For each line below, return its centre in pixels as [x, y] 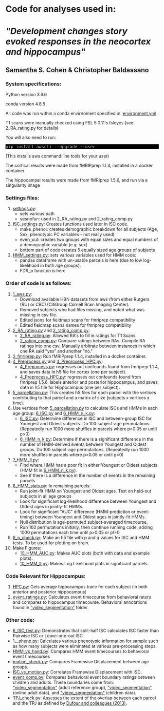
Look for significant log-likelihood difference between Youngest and [88, 501]
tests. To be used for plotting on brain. [51, 543]
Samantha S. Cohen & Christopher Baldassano [77, 70]
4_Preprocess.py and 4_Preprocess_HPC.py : [58, 361]
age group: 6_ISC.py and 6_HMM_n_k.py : [54, 413]
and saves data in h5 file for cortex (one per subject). [73, 372]
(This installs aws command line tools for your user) [57, 156]
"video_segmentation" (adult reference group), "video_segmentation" [82, 688]
